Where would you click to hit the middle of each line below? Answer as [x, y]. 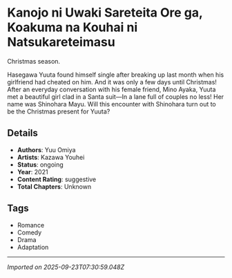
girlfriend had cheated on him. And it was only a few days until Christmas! [112, 82]
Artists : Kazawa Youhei [51, 157]
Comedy [29, 232]
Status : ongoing [40, 165]
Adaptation [33, 247]
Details [22, 133]
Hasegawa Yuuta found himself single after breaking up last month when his [116, 75]
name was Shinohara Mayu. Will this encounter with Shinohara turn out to [112, 104]
